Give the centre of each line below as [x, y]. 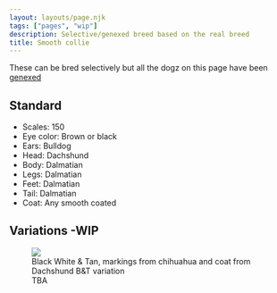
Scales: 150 [43, 127]
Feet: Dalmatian [51, 184]
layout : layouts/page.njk [57, 17]
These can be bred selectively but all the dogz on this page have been [138, 68]
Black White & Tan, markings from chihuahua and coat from [141, 261]
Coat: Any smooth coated [69, 203]
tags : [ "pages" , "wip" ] [54, 26]
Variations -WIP [54, 231]
